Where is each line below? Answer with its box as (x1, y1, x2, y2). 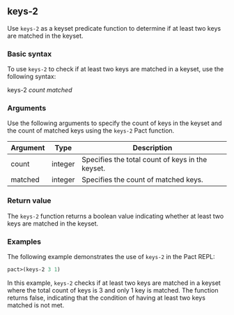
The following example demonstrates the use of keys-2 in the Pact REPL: (7, 253, 215, 261)
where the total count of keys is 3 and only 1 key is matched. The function (7, 286, 219, 294)
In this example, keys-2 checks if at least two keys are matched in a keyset (7, 279, 221, 287)
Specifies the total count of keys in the (81, 155, 208, 165)
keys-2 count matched (7, 86, 72, 94)
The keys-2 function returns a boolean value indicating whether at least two (7, 212, 224, 220)
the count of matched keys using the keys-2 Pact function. (7, 126, 175, 135)
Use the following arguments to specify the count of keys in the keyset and (7, 119, 222, 128)
